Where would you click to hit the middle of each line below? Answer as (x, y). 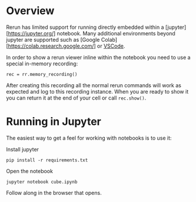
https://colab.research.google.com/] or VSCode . (67, 46)
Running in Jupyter (54, 122)
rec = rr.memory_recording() (42, 74)
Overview (30, 11)
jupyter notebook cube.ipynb (42, 182)
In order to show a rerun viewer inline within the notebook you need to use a (98, 57)
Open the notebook (29, 171)
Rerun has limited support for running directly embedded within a (85, 27)
